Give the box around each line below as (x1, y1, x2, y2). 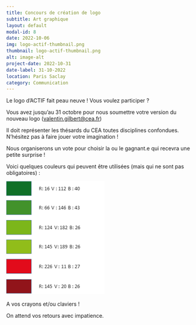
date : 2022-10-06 (6, 35, 50, 42)
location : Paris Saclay (6, 73, 66, 80)
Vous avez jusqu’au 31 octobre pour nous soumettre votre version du (6, 109, 177, 116)
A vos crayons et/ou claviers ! (6, 300, 80, 308)
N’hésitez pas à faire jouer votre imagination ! (6, 133, 118, 140)
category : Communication (6, 80, 69, 86)
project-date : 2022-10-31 (6, 60, 71, 66)
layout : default (6, 22, 47, 28)
